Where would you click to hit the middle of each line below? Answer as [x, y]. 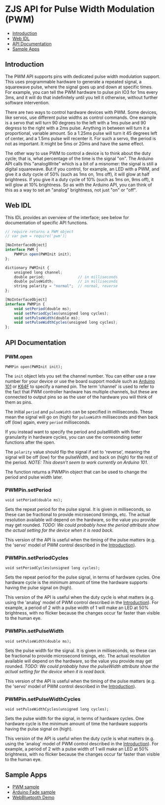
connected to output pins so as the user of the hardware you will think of [79, 397]
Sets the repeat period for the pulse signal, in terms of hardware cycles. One [83, 577]
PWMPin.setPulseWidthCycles [43, 699]
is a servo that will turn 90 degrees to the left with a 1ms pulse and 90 [76, 122]
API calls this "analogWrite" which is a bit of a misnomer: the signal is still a [81, 163]
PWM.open [19, 356]
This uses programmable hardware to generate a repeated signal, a [73, 81]
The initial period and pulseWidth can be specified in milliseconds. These [79, 412]
